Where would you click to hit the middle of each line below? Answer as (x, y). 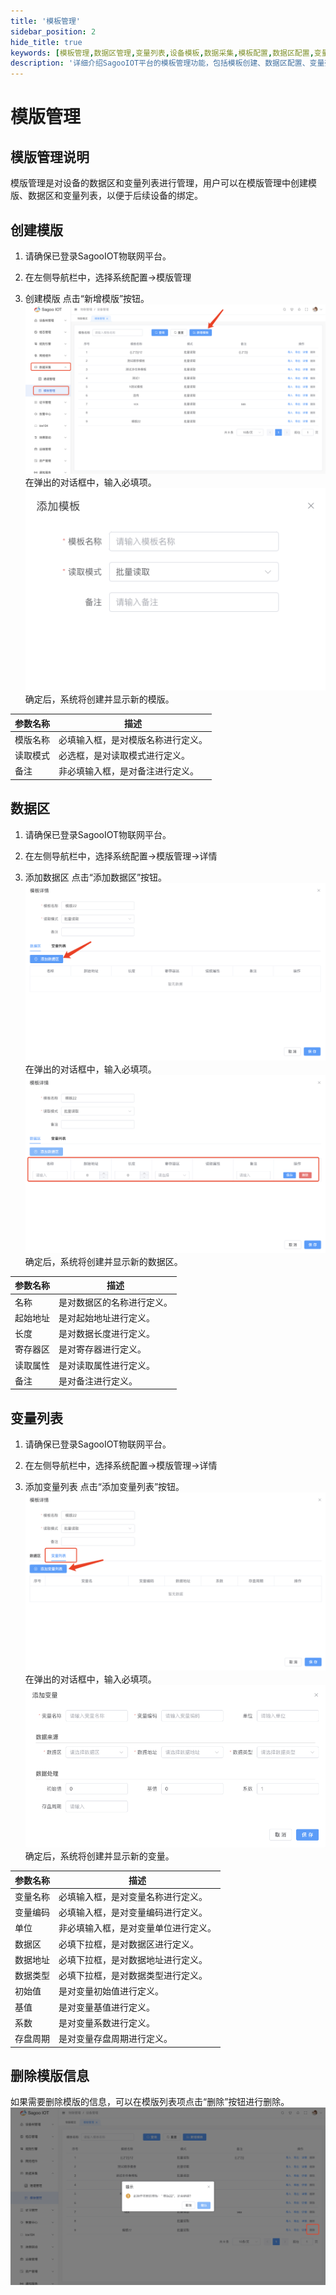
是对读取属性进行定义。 (106, 1365)
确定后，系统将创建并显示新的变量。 (99, 1856)
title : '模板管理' (46, 21)
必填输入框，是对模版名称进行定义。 (133, 739)
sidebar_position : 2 (53, 31)
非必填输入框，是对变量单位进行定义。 (137, 1928)
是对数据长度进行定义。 (106, 1334)
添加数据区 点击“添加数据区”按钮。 (96, 877)
